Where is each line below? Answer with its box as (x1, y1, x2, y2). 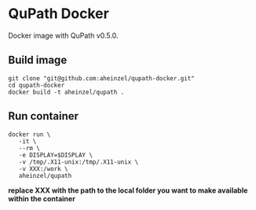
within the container (8, 193, 76, 203)
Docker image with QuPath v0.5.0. (8, 31, 119, 40)
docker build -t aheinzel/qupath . (8, 88, 125, 96)
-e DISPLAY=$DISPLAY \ (18, 151, 93, 159)
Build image (8, 53, 68, 67)
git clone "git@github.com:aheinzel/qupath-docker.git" (8, 74, 195, 83)
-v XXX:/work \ (18, 164, 68, 173)
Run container (8, 109, 79, 123)
